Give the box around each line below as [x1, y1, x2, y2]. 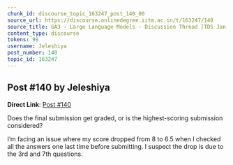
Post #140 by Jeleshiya [7, 82, 110, 94]
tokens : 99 [7, 36, 39, 43]
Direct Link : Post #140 [7, 100, 72, 108]
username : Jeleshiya [7, 43, 68, 50]
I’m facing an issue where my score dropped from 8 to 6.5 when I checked [7, 134, 221, 143]
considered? [7, 121, 43, 129]
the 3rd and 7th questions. [7, 150, 83, 158]
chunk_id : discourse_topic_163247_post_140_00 [7, 10, 145, 17]
